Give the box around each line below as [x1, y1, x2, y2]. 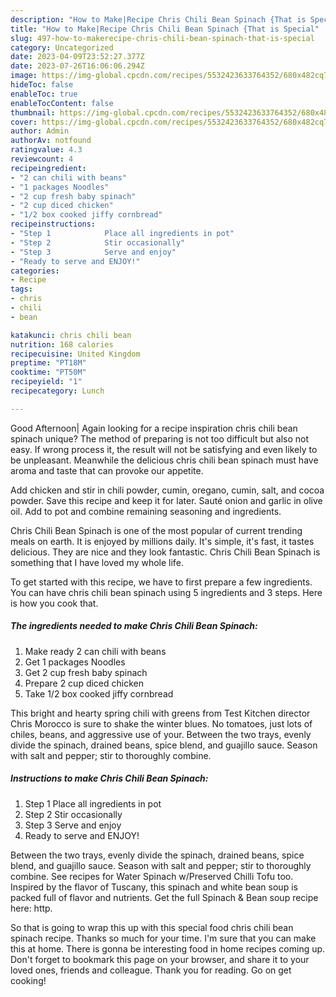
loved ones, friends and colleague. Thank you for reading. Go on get [10, 964, 292, 976]
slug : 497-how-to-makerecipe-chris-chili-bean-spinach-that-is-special [10, 33, 315, 43]
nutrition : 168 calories [10, 339, 114, 350]
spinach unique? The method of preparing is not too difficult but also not [10, 432, 310, 445]
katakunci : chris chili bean [10, 330, 132, 340]
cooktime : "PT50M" [10, 367, 87, 378]
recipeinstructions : [10, 219, 97, 230]
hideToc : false [10, 80, 74, 90]
